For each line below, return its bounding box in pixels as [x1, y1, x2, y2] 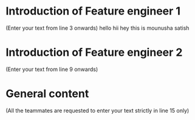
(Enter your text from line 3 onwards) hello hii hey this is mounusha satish [5, 24, 190, 32]
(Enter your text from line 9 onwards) [5, 65, 98, 73]
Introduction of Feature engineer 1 [5, 4, 180, 18]
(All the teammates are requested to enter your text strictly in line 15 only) [5, 107, 190, 114]
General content [5, 87, 89, 101]
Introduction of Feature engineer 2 [5, 45, 183, 59]
